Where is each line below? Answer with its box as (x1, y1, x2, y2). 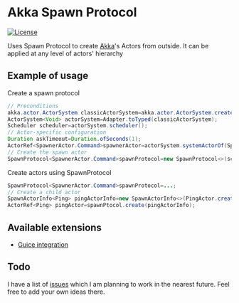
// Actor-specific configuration (7, 129, 107, 136)
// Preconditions (7, 102, 59, 110)
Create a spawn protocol (7, 88, 80, 97)
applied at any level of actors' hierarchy (7, 49, 123, 58)
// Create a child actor (7, 188, 81, 196)
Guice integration (17, 240, 69, 249)
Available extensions (7, 221, 102, 233)
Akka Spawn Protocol (7, 4, 137, 21)
